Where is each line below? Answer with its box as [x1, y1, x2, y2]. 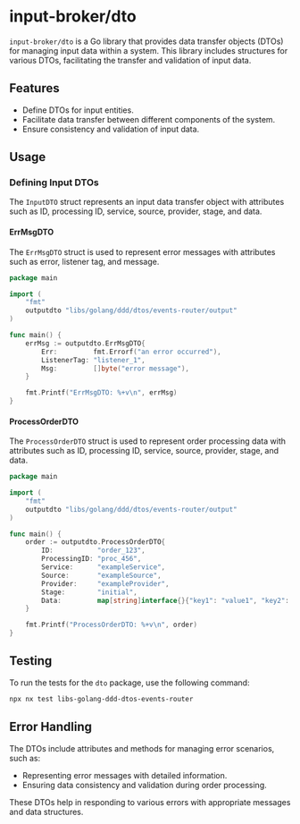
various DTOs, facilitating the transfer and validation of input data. [9, 55, 252, 65]
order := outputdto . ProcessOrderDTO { [25, 538, 166, 547]
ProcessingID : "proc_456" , [41, 555, 142, 564]
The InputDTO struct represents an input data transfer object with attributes [9, 197, 285, 208]
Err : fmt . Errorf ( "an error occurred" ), [41, 347, 221, 356]
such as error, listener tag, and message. [9, 256, 160, 267]
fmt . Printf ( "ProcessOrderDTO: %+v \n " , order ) [25, 620, 198, 630]
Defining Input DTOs [9, 176, 100, 189]
